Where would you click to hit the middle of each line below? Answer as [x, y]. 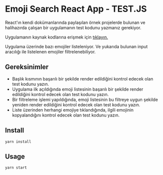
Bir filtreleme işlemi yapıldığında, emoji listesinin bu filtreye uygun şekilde [85, 99]
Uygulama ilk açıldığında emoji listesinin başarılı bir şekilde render [78, 89]
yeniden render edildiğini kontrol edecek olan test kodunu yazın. [76, 105]
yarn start [16, 168]
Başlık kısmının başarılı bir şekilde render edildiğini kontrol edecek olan [83, 78]
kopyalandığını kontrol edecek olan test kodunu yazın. [66, 115]
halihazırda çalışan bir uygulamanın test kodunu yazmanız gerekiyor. [73, 27]
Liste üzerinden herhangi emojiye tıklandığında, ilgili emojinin [73, 110]
